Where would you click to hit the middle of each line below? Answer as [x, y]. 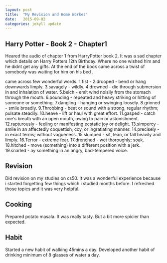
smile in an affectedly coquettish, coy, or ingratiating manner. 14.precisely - [82, 129]
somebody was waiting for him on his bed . [49, 72]
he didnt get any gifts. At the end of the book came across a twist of [75, 67]
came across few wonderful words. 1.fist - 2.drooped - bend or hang [76, 82]
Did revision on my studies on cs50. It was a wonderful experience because [83, 178]
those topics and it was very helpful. [42, 189]
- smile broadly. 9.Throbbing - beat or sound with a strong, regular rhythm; [82, 108]
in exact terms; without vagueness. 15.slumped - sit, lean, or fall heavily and [83, 135]
